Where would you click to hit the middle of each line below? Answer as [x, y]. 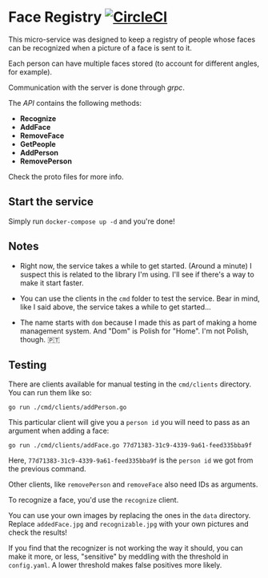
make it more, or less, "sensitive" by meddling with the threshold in [118, 556]
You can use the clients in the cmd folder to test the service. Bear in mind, [140, 298]
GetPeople [38, 143]
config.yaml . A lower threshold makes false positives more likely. [115, 565]
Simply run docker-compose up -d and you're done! [92, 221]
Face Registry [55, 17]
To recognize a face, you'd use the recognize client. [94, 500]
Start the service [51, 202]
